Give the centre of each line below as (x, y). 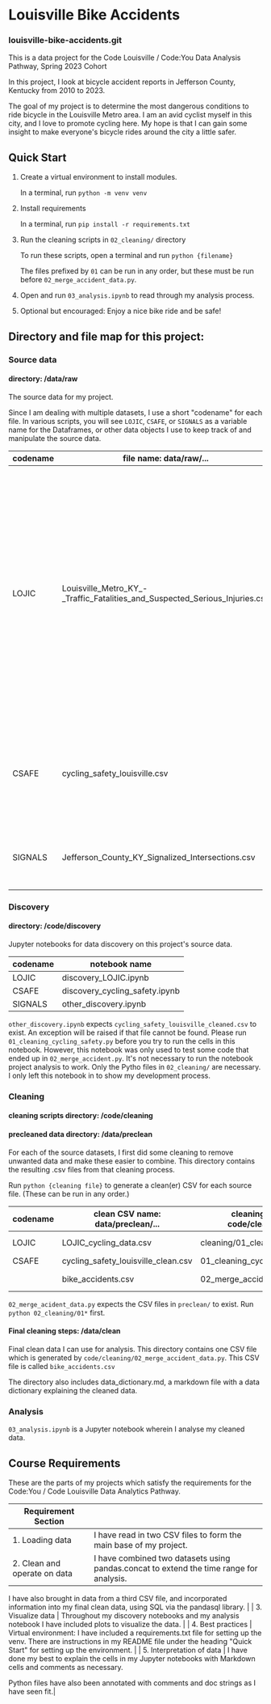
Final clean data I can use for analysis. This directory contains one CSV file (133, 1349)
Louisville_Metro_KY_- (104, 588)
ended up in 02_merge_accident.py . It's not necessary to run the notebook (131, 1058)
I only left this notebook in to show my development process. (110, 1075)
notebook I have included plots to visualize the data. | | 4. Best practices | (130, 1624)
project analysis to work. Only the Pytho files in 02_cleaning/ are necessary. (135, 1066)
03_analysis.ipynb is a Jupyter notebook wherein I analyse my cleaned (127, 1429)
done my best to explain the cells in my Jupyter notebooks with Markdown (132, 1658)
